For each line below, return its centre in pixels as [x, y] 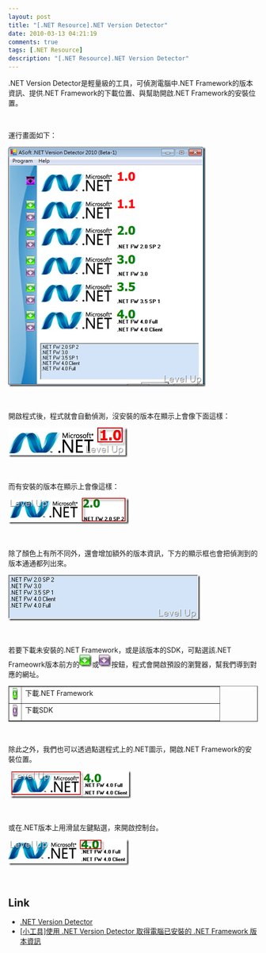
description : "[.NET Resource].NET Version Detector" [99, 59]
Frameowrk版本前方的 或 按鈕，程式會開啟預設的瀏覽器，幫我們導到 [129, 664]
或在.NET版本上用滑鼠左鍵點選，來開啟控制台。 [86, 827]
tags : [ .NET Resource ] [46, 50]
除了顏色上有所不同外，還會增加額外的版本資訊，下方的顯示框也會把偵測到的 [133, 553]
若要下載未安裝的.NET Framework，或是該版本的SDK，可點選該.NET [120, 650]
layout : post [30, 17]
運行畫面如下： [32, 135]
